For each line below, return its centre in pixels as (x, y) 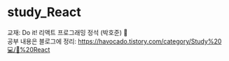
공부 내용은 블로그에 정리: (42, 41)
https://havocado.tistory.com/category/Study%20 (150, 41)
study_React (44, 12)
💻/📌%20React (29, 49)
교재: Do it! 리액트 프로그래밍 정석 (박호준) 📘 (68, 32)
